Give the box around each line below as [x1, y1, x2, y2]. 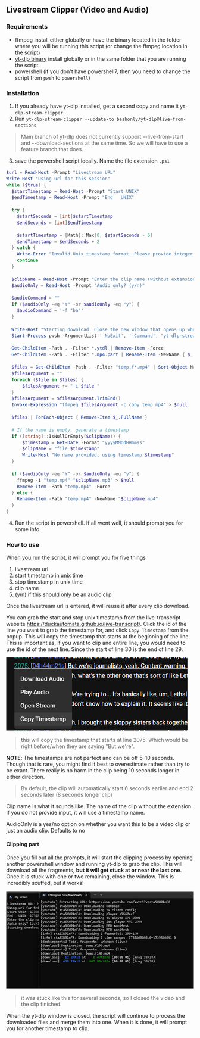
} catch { [11, 245, 36, 251]
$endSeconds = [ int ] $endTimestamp [17, 220, 102, 226]
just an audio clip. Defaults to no [6, 827, 85, 834]
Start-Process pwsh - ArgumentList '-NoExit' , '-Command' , [11, 333, 159, 339]
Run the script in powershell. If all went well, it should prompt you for [14, 519, 183, 526]
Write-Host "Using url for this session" [6, 176, 111, 182]
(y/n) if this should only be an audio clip [14, 591, 112, 598]
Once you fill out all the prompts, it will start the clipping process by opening [6, 854, 193, 861]
